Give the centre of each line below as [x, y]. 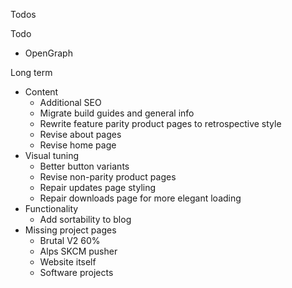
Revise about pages [80, 134]
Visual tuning [52, 155]
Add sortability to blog [85, 219]
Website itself [68, 262]
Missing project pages [70, 230]
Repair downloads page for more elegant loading [140, 198]
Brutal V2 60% [70, 240]
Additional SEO [70, 102]
